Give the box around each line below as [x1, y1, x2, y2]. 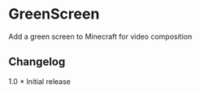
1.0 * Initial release [8, 76, 71, 86]
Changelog [8, 55, 66, 69]
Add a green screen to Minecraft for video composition [8, 32, 193, 41]
